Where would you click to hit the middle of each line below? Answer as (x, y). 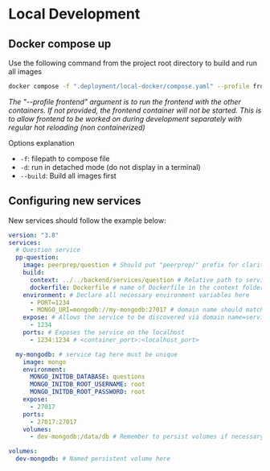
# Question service (48, 250)
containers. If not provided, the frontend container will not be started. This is (135, 110)
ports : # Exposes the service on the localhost (104, 333)
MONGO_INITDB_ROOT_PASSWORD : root (88, 392)
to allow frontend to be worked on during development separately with (125, 118)
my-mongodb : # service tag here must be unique (97, 354)
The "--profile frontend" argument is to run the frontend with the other (125, 101)
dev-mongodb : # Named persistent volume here (93, 459)
